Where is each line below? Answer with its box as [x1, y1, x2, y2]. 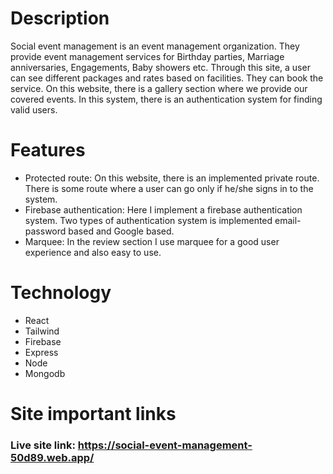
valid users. [10, 103, 58, 116]
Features [10, 139, 86, 162]
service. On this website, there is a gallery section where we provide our [10, 82, 308, 94]
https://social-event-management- [77, 438, 253, 452]
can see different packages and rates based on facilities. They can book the [10, 72, 324, 84]
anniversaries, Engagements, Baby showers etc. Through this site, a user [10, 61, 311, 73]
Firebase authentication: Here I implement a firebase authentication [24, 203, 303, 216]
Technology [10, 282, 112, 304]
